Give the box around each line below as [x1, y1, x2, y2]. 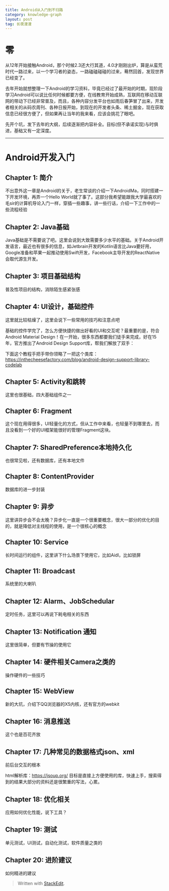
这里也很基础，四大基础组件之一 [5, 392, 71, 398]
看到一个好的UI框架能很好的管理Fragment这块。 [14, 427, 114, 433]
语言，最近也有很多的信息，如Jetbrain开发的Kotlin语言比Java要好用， [9, 244, 154, 249]
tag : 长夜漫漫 [5, 21, 32, 27]
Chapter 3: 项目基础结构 [5, 272, 81, 281]
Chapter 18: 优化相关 [5, 795, 70, 803]
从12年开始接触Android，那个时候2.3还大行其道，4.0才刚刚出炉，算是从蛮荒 [5, 62, 163, 68]
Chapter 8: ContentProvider [5, 472, 95, 481]
